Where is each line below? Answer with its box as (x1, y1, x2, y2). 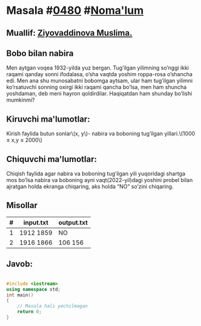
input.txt (23, 218, 48, 227)
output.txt (58, 218, 88, 227)
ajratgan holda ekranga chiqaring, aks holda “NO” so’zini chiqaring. (6, 183, 174, 191)
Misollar (6, 200, 38, 210)
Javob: (6, 259, 33, 269)
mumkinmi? (6, 96, 35, 103)
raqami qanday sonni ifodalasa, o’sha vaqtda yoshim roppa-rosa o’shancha (6, 71, 193, 78)
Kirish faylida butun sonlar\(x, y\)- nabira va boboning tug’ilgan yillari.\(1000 (6, 130, 196, 137)
